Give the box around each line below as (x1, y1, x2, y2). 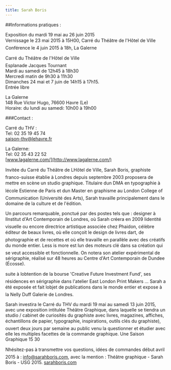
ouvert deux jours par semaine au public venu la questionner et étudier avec (5, 325, 166, 331)
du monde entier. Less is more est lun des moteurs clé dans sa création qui (5, 242, 163, 249)
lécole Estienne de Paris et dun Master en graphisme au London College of (5, 188, 163, 194)
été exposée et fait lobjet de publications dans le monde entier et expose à (5, 284, 162, 290)
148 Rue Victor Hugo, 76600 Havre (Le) (5, 99, 88, 106)
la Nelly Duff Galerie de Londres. (5, 291, 74, 297)
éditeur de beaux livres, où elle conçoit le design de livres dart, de (5, 229, 144, 235)
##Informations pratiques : (5, 22, 61, 28)
